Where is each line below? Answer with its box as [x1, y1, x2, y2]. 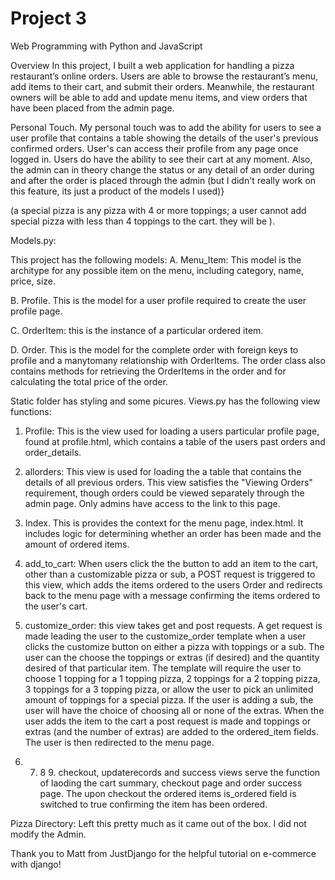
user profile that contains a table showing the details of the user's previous [10, 132, 319, 144]
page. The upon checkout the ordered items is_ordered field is [39, 787, 297, 799]
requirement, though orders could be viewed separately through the [24, 487, 305, 499]
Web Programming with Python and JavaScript [10, 40, 203, 52]
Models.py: [10, 234, 57, 246]
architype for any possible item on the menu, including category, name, [10, 264, 304, 276]
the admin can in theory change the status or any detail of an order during [10, 163, 315, 176]
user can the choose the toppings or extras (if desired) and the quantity [24, 651, 320, 663]
